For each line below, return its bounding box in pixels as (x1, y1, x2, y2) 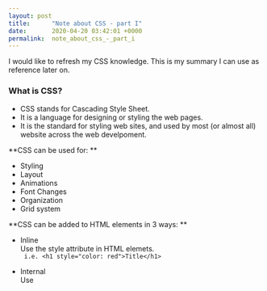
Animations (19, 178, 58, 188)
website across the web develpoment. (19, 129, 147, 139)
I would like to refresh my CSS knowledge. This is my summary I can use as (8, 57, 260, 66)
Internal (19, 266, 46, 276)
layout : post (8, 11, 52, 20)
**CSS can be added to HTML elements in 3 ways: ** (8, 219, 188, 229)
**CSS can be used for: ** (8, 145, 98, 154)
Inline (19, 235, 39, 245)
